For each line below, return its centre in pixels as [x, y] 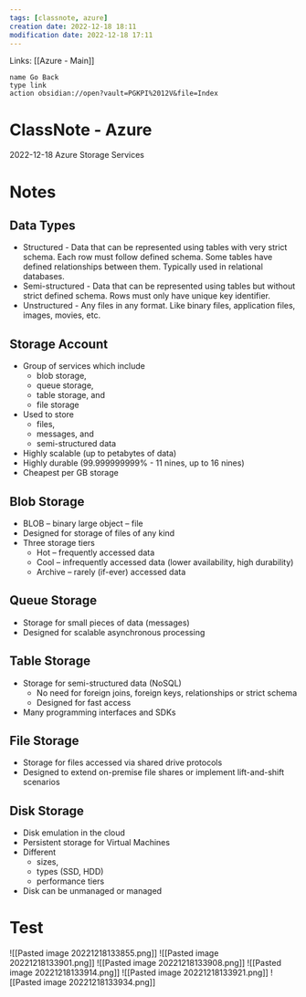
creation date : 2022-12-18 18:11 [73, 26]
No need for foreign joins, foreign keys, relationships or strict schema [167, 693]
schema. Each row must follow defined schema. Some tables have [148, 257]
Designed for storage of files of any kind [99, 533]
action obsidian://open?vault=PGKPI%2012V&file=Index [114, 94]
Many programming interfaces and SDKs [99, 712]
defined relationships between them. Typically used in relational [142, 267]
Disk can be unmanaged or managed [92, 891]
